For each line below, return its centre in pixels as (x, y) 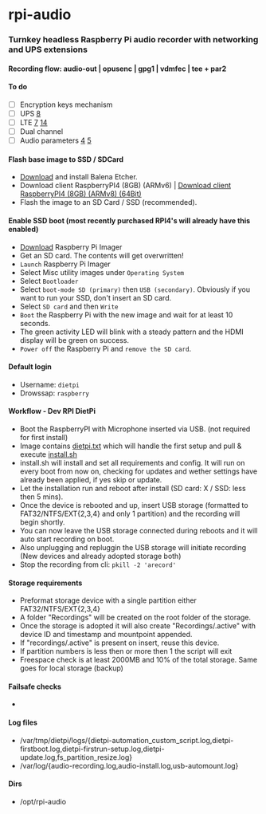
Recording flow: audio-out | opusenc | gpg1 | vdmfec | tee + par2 (117, 69)
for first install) (44, 438)
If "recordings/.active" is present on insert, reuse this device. (119, 643)
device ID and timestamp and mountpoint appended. (106, 635)
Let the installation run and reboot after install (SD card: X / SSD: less (133, 489)
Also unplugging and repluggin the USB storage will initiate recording (133, 548)
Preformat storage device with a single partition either (108, 600)
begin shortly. (42, 522)
